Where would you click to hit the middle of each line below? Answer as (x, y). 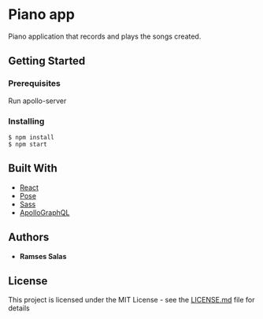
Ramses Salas (43, 256)
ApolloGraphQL (44, 212)
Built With (33, 168)
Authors (29, 237)
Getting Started (47, 61)
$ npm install (31, 137)
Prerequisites (34, 83)
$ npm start (28, 144)
